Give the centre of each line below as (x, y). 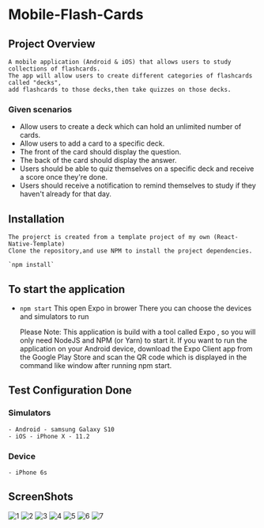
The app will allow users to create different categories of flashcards (130, 76)
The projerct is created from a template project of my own (109, 237)
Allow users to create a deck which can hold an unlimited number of (130, 127)
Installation (36, 219)
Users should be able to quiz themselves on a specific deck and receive (137, 169)
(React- (226, 237)
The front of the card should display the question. (100, 152)
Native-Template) (37, 244)
